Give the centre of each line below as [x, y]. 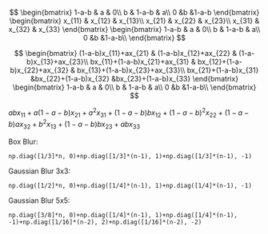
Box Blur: [23, 141]
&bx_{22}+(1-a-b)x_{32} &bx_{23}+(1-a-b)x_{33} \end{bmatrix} [134, 79]
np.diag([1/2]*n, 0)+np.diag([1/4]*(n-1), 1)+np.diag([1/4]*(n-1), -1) [130, 185]
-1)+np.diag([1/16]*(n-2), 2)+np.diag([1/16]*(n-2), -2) [105, 222]
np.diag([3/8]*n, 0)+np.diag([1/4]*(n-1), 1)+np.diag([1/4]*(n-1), [123, 215]
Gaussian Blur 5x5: [39, 200]
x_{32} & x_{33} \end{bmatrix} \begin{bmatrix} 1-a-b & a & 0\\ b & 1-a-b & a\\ [134, 29]
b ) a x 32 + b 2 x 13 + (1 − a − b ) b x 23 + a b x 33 [74, 125]
